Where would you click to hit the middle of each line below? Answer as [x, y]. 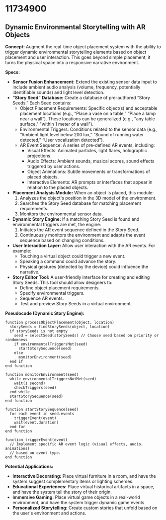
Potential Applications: [29, 466]
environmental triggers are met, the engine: [57, 224]
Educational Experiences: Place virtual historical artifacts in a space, [83, 487]
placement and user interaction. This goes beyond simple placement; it [78, 57]
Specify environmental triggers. [52, 293]
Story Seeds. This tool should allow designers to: [62, 282]
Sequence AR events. [42, 298]
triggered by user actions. [54, 166]
